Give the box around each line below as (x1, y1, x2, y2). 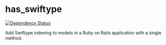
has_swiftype (5, 3, 62, 15)
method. (5, 35, 22, 41)
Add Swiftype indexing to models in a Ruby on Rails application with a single (5, 29, 162, 35)
